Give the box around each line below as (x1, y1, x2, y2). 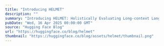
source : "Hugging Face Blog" (5, 25, 64, 30)
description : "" (5, 11, 38, 16)
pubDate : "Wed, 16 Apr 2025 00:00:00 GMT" (5, 20, 93, 25)
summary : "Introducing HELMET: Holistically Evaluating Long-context (5, 16, 150, 21)
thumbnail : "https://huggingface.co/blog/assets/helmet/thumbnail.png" (5, 34, 154, 39)
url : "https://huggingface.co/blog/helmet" (5, 29, 95, 34)
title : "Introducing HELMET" (5, 7, 64, 12)
